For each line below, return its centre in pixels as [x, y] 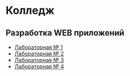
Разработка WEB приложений [65, 33]
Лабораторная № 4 [39, 66]
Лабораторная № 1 [39, 47]
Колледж [30, 11]
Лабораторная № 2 [39, 54]
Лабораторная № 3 [39, 60]
